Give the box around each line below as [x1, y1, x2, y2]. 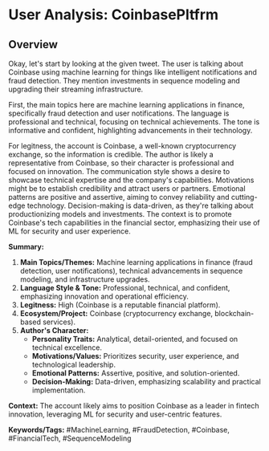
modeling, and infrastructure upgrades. [19, 274, 150, 284]
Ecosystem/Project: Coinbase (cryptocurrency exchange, [19, 309, 214, 318]
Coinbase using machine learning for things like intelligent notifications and [8, 67, 257, 77]
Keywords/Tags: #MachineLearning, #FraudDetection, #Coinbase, [8, 425, 230, 434]
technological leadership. [31, 360, 116, 369]
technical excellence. [31, 343, 103, 352]
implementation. [31, 385, 86, 395]
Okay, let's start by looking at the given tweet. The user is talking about [8, 59, 243, 68]
